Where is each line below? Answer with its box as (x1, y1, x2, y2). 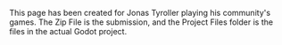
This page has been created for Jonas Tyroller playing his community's (9, 8, 270, 18)
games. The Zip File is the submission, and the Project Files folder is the (9, 17, 274, 27)
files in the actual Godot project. (9, 26, 128, 36)
